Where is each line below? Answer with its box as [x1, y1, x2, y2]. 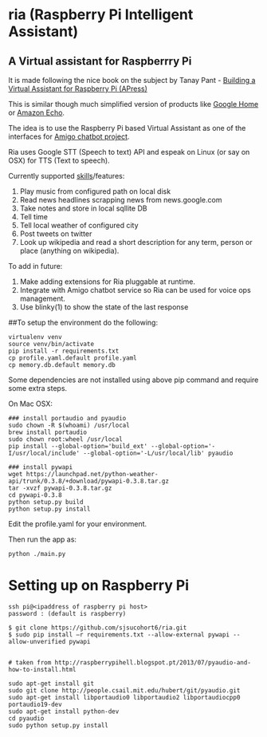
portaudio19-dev [8, 700, 62, 708]
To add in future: [8, 262, 63, 270]
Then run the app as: [8, 534, 77, 544]
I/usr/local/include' [8, 449, 80, 457]
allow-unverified [8, 637, 66, 645]
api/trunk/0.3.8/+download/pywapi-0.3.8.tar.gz [8, 477, 170, 485]
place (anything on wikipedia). [19, 246, 120, 255]
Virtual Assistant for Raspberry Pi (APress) [8, 84, 147, 93]
